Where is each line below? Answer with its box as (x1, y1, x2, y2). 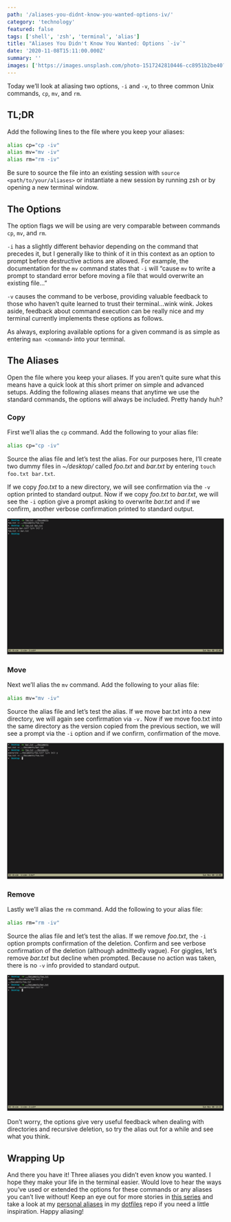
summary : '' (7, 55, 41, 62)
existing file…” (7, 279, 47, 287)
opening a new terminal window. (7, 183, 99, 192)
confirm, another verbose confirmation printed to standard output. (7, 504, 195, 513)
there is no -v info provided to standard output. (7, 961, 140, 970)
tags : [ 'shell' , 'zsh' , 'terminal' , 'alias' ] (7, 33, 140, 40)
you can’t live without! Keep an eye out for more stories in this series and (7, 1193, 213, 1201)
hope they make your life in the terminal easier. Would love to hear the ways (7, 1178, 222, 1186)
